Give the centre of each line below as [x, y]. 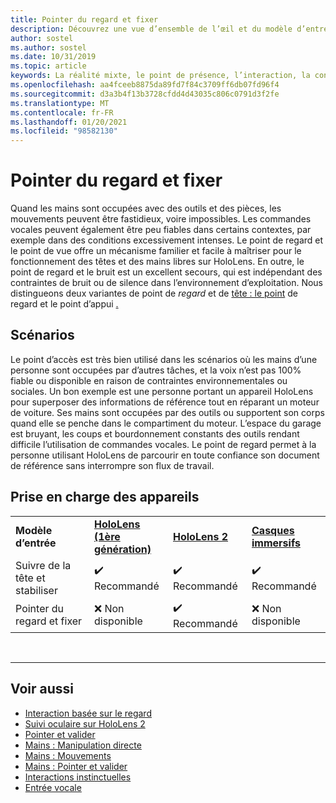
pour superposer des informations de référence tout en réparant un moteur [165, 402]
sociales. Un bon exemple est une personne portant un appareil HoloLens [162, 391]
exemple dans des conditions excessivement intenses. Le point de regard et [167, 240]
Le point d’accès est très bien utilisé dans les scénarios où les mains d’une [164, 359]
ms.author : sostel [48, 47]
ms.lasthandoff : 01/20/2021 [69, 122]
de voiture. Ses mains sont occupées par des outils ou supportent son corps [167, 412]
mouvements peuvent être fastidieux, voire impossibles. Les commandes [161, 219]
